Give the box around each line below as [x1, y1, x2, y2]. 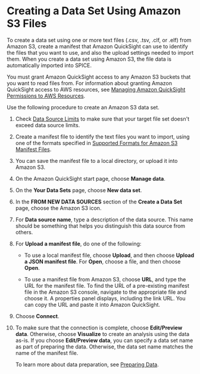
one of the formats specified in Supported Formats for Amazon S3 [15, 139, 178, 146]
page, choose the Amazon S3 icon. [15, 204, 102, 212]
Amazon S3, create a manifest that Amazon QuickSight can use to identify [7, 43, 188, 50]
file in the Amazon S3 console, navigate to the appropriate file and [24, 288, 187, 296]
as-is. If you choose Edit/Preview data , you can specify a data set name [15, 337, 193, 344]
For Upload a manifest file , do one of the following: [15, 240, 142, 247]
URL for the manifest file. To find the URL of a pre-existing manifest [24, 282, 190, 289]
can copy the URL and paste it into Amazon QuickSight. [24, 301, 160, 308]
